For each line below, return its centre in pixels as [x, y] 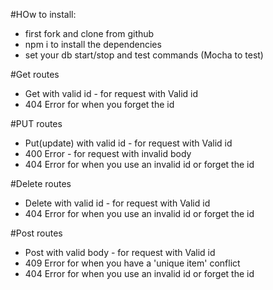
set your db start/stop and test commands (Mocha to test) [144, 55]
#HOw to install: [43, 14]
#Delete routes [41, 183]
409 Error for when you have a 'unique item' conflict [132, 263]
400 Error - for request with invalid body [108, 153]
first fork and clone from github [89, 33]
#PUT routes [36, 123]
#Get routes [35, 74]
